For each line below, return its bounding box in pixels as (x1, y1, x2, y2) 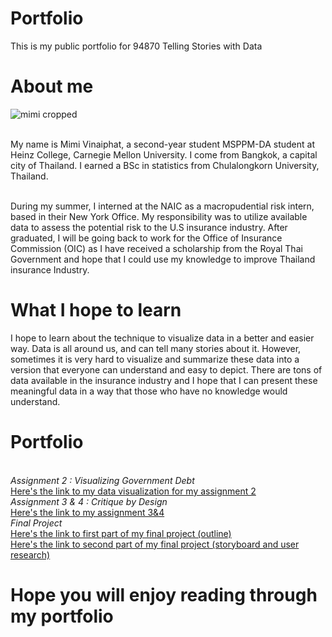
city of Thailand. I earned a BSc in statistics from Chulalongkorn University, (10, 159, 320, 171)
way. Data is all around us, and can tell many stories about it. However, (10, 342, 302, 354)
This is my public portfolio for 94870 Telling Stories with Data (10, 40, 263, 52)
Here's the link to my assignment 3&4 (10, 506, 165, 518)
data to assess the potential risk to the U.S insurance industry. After (10, 221, 288, 233)
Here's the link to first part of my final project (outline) (10, 527, 232, 539)
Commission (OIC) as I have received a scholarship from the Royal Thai (10, 242, 303, 254)
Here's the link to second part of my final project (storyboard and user (10, 538, 300, 550)
